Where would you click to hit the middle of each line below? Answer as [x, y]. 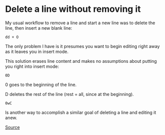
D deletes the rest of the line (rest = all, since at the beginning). [70, 94]
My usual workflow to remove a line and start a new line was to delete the [80, 23]
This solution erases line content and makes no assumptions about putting [81, 61]
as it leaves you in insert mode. [37, 51]
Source [12, 127]
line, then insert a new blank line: [39, 28]
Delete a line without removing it [73, 9]
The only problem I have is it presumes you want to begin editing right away [82, 46]
